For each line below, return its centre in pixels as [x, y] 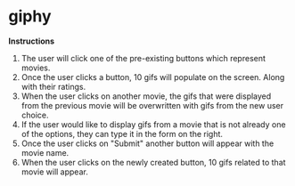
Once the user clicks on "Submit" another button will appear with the [147, 143]
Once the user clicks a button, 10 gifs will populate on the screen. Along [153, 77]
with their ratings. [53, 86]
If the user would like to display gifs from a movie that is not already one [153, 124]
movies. [36, 68]
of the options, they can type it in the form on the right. [122, 133]
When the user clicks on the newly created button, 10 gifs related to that [153, 162]
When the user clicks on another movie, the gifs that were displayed [146, 96]
